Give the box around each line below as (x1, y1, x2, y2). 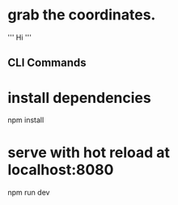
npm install (7, 115, 44, 125)
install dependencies (7, 88, 151, 107)
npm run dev (7, 188, 50, 198)
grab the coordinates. (7, 6, 156, 24)
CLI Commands (7, 56, 87, 70)
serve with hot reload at (7, 143, 171, 162)
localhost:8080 (7, 160, 114, 179)
